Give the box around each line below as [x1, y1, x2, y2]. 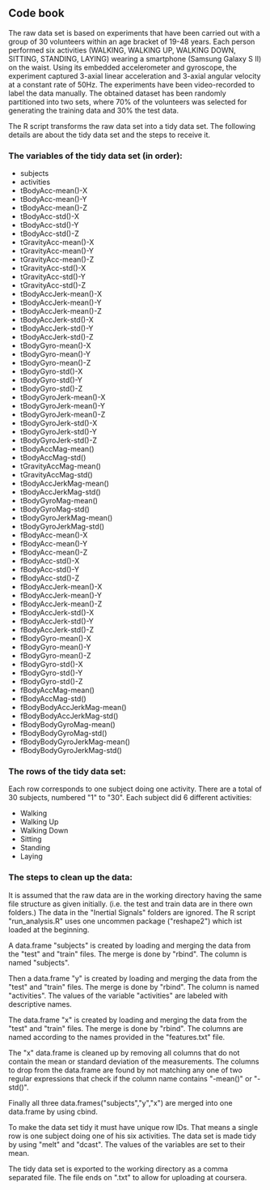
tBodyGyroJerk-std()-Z [19, 435, 98, 445]
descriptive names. [8, 999, 73, 1008]
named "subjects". [8, 957, 70, 967]
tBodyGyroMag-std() [19, 504, 91, 514]
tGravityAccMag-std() [19, 470, 93, 480]
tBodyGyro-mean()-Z [19, 358, 91, 368]
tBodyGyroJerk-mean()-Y [19, 401, 106, 411]
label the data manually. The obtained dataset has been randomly [8, 88, 226, 98]
